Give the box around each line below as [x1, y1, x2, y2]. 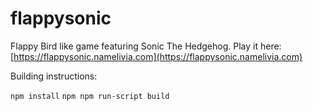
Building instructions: [10, 70, 98, 82]
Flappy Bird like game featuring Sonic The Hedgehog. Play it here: [10, 40, 282, 52]
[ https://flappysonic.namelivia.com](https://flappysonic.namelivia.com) [10, 50, 303, 62]
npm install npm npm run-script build [10, 91, 170, 101]
